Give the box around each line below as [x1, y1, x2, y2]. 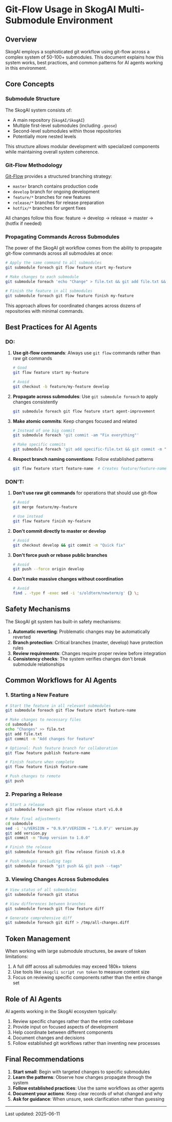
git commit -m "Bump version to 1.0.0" [5, 835, 91, 840]
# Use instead [12, 514, 43, 519]
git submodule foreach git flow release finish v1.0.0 [5, 849, 125, 855]
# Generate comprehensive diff [5, 915, 72, 921]
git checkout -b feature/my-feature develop [12, 384, 110, 389]
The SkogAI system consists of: [5, 107, 72, 113]
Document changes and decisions [12, 1034, 85, 1041]
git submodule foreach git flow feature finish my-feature [5, 293, 134, 298]
